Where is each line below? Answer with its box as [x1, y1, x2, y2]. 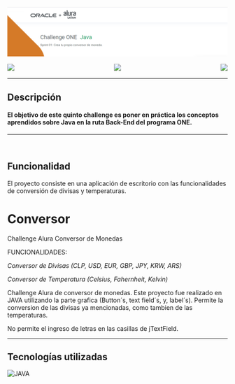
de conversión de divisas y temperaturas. [7, 186, 127, 195]
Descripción [7, 91, 62, 103]
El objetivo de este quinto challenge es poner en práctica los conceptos [7, 111, 219, 119]
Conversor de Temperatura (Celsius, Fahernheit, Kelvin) [7, 275, 169, 283]
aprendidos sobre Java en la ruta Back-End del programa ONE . [7, 118, 192, 127]
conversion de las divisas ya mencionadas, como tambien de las [7, 303, 193, 311]
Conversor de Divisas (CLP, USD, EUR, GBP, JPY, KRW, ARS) [7, 261, 182, 269]
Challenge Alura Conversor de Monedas [7, 234, 123, 243]
